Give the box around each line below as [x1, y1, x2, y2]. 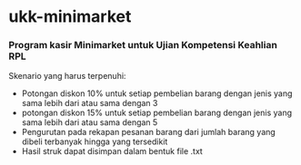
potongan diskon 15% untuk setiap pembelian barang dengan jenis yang [21, 107, 293, 119]
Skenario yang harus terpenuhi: [8, 71, 126, 82]
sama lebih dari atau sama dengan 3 [21, 98, 158, 109]
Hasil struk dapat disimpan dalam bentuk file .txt [21, 146, 204, 157]
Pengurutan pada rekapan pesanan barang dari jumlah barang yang [21, 127, 276, 138]
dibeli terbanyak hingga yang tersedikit [21, 136, 168, 147]
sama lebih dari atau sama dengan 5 [21, 117, 158, 128]
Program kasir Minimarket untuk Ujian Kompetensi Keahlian [8, 39, 278, 52]
